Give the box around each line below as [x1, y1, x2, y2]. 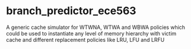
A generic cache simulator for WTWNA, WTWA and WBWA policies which [6, 24, 186, 31]
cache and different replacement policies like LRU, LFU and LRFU [6, 36, 165, 43]
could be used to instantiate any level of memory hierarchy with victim [6, 30, 177, 37]
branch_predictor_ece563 [6, 4, 137, 18]
